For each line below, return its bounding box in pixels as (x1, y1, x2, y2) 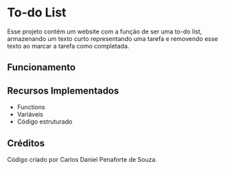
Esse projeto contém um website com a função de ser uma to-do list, (7, 27, 202, 36)
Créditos (7, 137, 45, 149)
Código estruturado (16, 117, 73, 126)
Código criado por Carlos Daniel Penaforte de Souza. (7, 155, 158, 163)
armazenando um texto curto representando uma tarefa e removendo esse (7, 34, 218, 42)
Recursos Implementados (7, 85, 119, 96)
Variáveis (16, 111, 43, 119)
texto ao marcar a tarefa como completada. (7, 42, 130, 50)
